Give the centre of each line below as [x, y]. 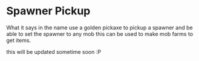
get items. [19, 40]
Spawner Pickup [48, 11]
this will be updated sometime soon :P [54, 51]
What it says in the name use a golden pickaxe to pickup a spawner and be [99, 28]
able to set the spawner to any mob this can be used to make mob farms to [100, 33]
